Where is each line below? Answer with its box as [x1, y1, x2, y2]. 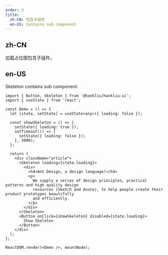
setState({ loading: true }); [14, 124, 79, 130]
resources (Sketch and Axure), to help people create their [32, 187, 163, 192]
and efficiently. [32, 196, 70, 201]
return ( [10, 151, 29, 156]
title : [5, 12, 19, 17]
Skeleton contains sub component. [5, 83, 79, 89]
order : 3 [5, 7, 24, 13]
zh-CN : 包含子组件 [10, 17, 45, 22]
